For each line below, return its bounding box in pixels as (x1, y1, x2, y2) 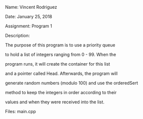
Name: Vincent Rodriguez (5, 4, 58, 10)
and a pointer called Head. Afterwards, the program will (5, 71, 118, 76)
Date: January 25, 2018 (5, 14, 53, 19)
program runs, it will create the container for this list (5, 61, 110, 67)
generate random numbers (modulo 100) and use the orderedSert (5, 80, 138, 86)
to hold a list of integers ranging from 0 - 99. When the (5, 51, 116, 57)
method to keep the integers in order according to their (5, 90, 117, 95)
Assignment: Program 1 (5, 23, 52, 29)
